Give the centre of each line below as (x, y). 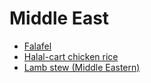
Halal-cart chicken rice (71, 56)
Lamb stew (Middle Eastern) (82, 67)
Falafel (37, 46)
